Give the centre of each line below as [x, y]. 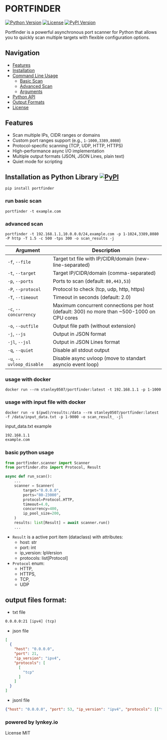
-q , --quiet [21, 350]
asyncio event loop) [76, 364]
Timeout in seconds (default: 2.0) [92, 297]
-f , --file [19, 262]
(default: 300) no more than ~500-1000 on [104, 312]
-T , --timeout [23, 297]
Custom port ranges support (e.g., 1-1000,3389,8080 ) [66, 140]
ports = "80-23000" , [42, 495]
